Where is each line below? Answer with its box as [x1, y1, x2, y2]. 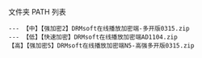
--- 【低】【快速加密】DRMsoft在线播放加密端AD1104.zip [8, 33, 178, 41]
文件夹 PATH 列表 [8, 7, 66, 16]
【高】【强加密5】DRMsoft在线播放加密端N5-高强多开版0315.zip [8, 42, 195, 50]
